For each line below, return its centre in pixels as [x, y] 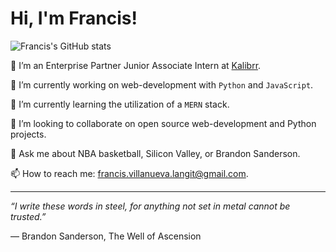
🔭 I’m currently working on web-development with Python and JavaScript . [162, 84]
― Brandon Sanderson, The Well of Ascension [106, 236]
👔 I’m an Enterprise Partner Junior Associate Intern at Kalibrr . [136, 65]
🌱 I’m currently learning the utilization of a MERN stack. [120, 104]
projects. [28, 134]
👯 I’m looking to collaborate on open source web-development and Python [163, 123]
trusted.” [28, 216]
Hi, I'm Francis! [74, 18]
